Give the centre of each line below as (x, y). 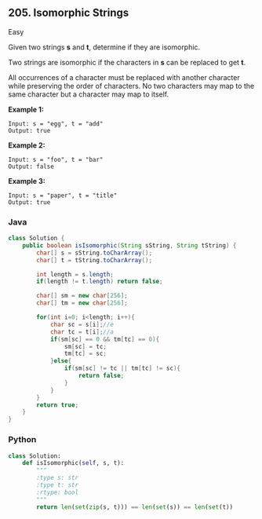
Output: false (31, 166)
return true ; (58, 405)
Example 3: (27, 181)
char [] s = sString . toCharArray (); (95, 253)
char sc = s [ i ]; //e (82, 324)
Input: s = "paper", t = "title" (63, 196)
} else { (61, 361)
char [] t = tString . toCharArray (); (95, 260)
